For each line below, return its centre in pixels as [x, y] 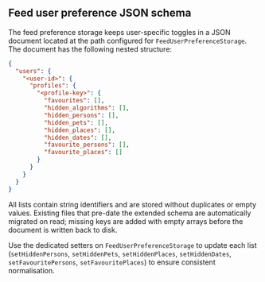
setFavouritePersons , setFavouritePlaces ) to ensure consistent [112, 262]
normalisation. [31, 270]
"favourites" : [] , [74, 101]
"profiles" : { [53, 86]
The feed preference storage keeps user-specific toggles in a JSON [119, 32]
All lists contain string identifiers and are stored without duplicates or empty [132, 204]
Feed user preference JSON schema [100, 13]
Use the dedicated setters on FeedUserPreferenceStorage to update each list [132, 245]
